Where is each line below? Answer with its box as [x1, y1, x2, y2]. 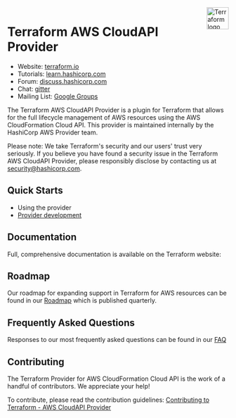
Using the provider [17, 203, 72, 212]
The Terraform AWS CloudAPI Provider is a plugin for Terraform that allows [7, 106, 224, 114]
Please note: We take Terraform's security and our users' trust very [7, 141, 202, 150]
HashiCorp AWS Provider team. [7, 128, 98, 137]
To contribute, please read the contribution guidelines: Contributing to [7, 395, 209, 404]
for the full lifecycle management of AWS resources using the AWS [7, 113, 201, 122]
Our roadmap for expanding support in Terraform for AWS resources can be [7, 289, 227, 298]
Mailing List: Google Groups [17, 91, 98, 101]
